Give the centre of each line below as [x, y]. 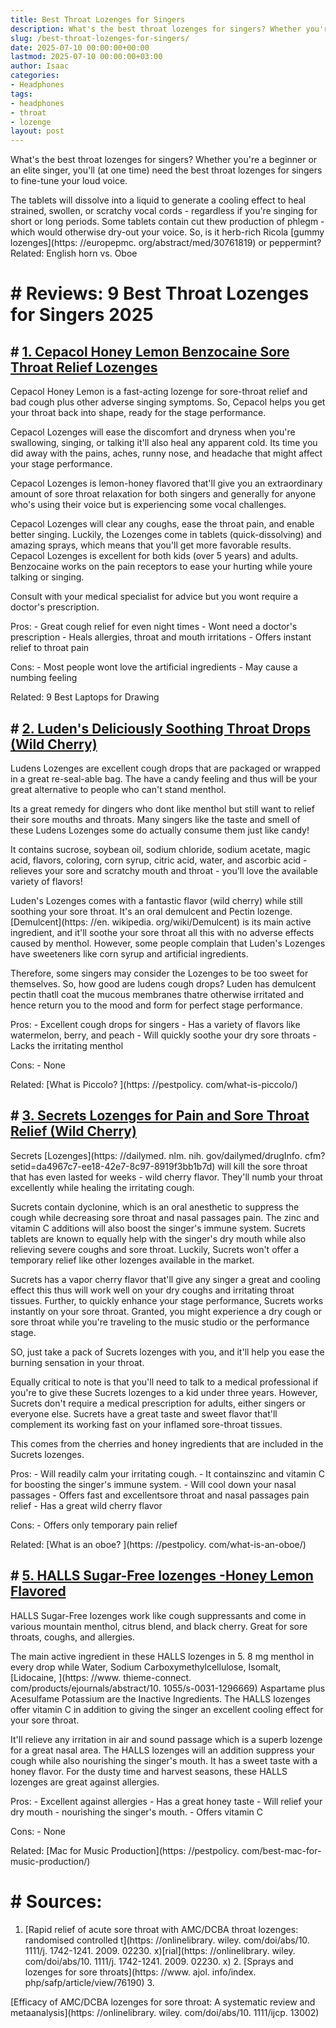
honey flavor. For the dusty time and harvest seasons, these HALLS [149, 1771]
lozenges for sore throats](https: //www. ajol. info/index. [140, 1972]
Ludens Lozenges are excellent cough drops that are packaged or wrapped [165, 768]
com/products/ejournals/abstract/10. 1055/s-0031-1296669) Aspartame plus [168, 1688]
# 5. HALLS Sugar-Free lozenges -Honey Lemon [162, 1576]
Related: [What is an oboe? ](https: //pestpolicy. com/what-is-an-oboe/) [158, 1544]
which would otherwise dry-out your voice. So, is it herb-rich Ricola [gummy [167, 232]
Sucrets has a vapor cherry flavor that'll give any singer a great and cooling [165, 1279]
